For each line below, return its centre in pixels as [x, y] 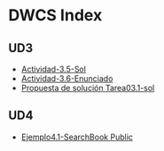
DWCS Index [55, 15]
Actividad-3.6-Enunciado [67, 79]
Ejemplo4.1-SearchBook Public [77, 137]
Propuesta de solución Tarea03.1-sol [88, 88]
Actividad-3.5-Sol [53, 69]
